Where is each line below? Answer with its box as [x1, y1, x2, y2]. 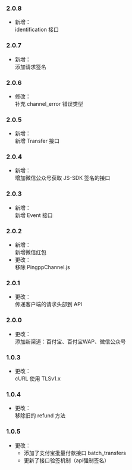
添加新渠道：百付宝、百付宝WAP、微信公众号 [14, 338, 126, 345]
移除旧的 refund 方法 [14, 412, 66, 419]
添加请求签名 [14, 63, 46, 70]
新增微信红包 [14, 249, 46, 256]
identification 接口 [14, 26, 59, 33]
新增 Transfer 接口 [14, 138, 59, 145]
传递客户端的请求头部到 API [14, 301, 83, 308]
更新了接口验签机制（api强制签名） [23, 456, 110, 464]
